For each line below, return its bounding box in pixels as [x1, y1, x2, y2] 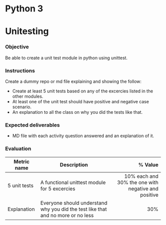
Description [60, 161, 88, 168]
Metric [13, 158, 30, 165]
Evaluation [5, 145, 31, 152]
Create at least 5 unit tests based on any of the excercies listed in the [12, 88, 153, 94]
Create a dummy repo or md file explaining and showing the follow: [5, 78, 142, 84]
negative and [128, 185, 159, 192]
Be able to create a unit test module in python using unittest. [5, 55, 127, 61]
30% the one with [117, 179, 159, 186]
